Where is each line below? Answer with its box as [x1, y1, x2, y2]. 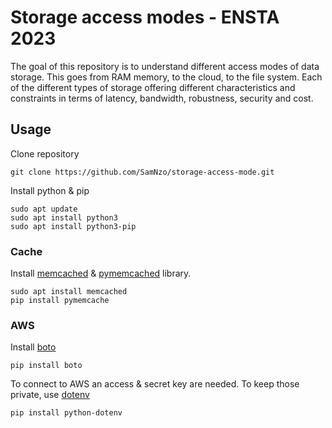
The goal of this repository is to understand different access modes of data [10, 60, 320, 72]
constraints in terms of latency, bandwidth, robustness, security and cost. [10, 92, 314, 104]
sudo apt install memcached [10, 287, 128, 297]
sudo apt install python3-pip [10, 221, 137, 231]
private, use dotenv [10, 389, 90, 401]
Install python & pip [10, 184, 90, 196]
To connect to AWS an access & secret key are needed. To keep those [10, 378, 300, 390]
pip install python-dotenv [10, 408, 123, 418]
